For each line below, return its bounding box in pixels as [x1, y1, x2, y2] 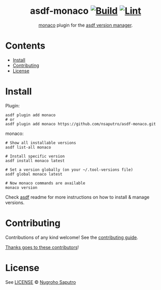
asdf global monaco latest [5, 171, 63, 176]
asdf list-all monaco [5, 145, 51, 150]
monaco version [5, 185, 38, 190]
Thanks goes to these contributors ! [5, 244, 79, 250]
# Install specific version [5, 153, 65, 159]
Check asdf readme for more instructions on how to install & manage [5, 194, 150, 200]
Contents [5, 40, 46, 52]
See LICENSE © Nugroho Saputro [5, 279, 76, 285]
